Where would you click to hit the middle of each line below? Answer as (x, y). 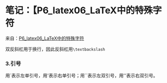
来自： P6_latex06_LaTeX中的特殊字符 (45, 38)
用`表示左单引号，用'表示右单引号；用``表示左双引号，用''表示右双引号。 (82, 76)
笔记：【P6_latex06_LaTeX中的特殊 (79, 10)
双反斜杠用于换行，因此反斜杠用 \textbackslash (55, 49)
